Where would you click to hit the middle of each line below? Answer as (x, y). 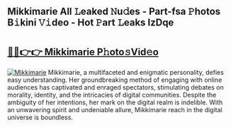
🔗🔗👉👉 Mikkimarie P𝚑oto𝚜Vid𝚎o (83, 52)
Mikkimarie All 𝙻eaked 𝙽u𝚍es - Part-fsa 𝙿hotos (114, 12)
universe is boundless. (40, 117)
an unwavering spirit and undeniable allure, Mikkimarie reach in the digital (115, 110)
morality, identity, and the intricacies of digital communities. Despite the (112, 95)
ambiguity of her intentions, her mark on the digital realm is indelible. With (115, 102)
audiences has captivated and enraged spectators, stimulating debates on (116, 87)
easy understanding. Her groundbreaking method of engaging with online (115, 80)
